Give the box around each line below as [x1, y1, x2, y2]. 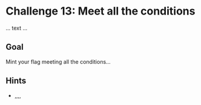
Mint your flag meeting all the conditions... [5, 58, 111, 65]
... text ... [5, 24, 28, 32]
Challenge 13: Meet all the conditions [5, 4, 196, 18]
